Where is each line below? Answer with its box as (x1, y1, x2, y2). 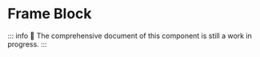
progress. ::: (7, 39, 47, 48)
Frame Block (7, 5, 93, 23)
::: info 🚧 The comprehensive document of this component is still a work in (7, 31, 253, 40)
